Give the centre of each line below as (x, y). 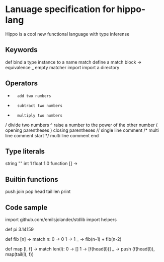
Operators (22, 84)
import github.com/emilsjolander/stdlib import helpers (61, 220)
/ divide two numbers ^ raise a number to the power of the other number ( (81, 125)
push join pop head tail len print (38, 192)
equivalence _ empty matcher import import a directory (62, 67)
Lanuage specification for (60, 9)
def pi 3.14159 (20, 229)
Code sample (26, 207)
